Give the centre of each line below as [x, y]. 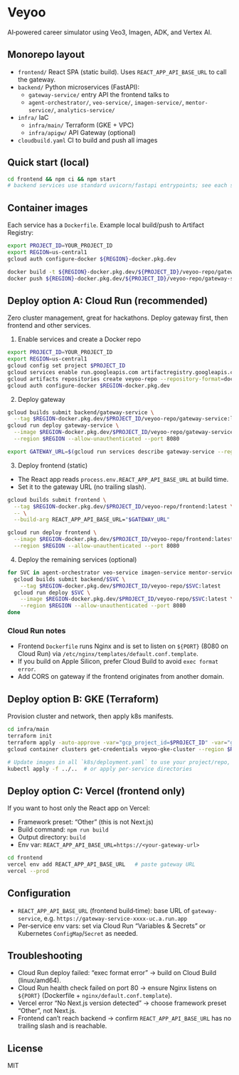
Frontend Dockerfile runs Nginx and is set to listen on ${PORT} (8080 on [123, 646]
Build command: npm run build [63, 829]
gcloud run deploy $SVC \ [52, 592]
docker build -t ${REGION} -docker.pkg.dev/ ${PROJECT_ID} [94, 272]
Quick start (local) [48, 162]
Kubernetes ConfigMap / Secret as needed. [78, 933]
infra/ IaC [33, 117]
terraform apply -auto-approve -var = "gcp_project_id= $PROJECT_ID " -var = [117, 742]
